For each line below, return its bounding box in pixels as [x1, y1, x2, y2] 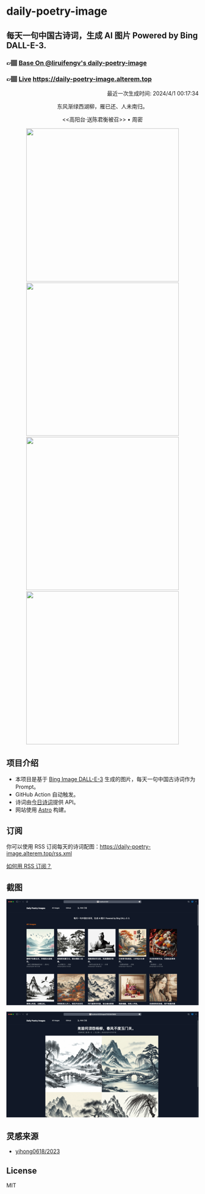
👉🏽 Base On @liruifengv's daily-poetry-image [6, 58, 147, 67]
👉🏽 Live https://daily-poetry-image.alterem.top [6, 75, 152, 83]
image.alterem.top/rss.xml [6, 850, 72, 857]
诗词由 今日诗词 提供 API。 [15, 798, 79, 806]
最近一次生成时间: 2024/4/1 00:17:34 [106, 89, 199, 97]
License [6, 1165, 37, 1176]
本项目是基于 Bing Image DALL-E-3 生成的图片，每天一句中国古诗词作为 [15, 775, 196, 782]
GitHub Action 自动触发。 [15, 790, 79, 798]
